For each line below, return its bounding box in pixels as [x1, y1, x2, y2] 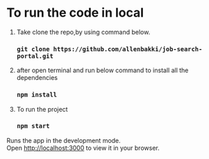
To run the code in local [6, 5, 144, 21]
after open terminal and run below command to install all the [16, 66, 189, 74]
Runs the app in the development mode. [6, 136, 121, 144]
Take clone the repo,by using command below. [16, 28, 151, 36]
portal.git [16, 52, 53, 60]
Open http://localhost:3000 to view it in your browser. [6, 144, 160, 152]
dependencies [16, 74, 58, 82]
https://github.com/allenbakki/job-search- [53, 45, 203, 53]
